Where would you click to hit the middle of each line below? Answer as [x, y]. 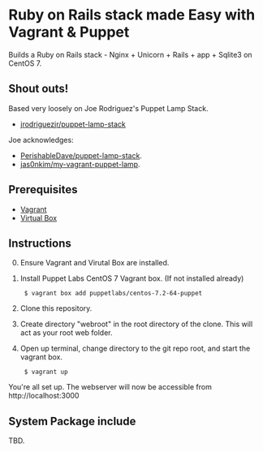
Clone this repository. [56, 308]
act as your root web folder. [66, 333]
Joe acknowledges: [41, 140]
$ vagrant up [46, 372]
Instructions [40, 243]
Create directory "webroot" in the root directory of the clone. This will [136, 324]
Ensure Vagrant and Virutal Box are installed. [95, 263]
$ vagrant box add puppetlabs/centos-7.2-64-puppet [113, 294]
